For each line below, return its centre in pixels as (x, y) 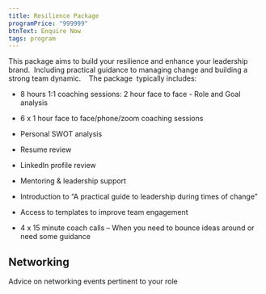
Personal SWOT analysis (61, 134)
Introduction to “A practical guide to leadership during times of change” (139, 197)
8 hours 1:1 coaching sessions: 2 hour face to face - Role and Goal (130, 94)
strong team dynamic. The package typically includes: (103, 78)
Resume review (46, 149)
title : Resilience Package (54, 16)
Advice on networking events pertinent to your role (93, 281)
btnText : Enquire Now (45, 31)
